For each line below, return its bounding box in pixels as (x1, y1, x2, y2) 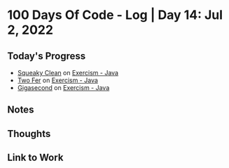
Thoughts (7, 127, 51, 140)
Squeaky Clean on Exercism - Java (17, 69, 119, 77)
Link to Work (7, 152, 64, 164)
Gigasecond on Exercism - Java (17, 84, 110, 91)
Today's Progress (7, 50, 86, 62)
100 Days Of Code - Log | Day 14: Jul (7, 7, 223, 23)
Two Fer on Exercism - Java (17, 76, 98, 84)
